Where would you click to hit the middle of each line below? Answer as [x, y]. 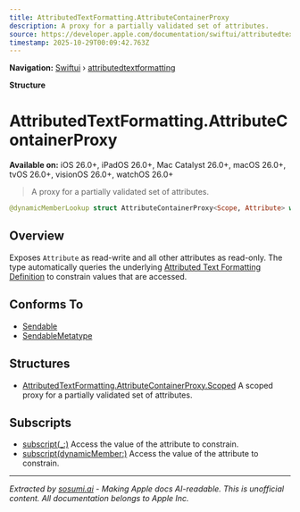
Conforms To [46, 305]
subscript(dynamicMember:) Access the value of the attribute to [140, 454]
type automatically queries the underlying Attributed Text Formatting [135, 267]
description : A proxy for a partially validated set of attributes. [139, 26]
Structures [40, 364]
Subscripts [41, 422]
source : [24, 34]
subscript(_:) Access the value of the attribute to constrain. [130, 444]
